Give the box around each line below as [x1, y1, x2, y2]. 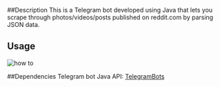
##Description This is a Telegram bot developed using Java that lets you [7, 6, 213, 14]
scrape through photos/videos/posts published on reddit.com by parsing [7, 13, 214, 21]
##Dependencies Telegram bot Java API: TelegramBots [7, 72, 165, 80]
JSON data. [7, 21, 40, 28]
